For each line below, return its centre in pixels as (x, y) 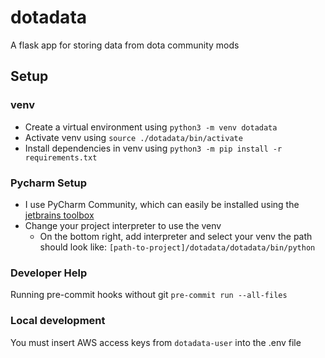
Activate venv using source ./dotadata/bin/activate (133, 137)
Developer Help (49, 273)
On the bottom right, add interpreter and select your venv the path (176, 236)
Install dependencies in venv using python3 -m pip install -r (153, 148)
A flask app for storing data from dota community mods (125, 45)
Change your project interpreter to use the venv (123, 225)
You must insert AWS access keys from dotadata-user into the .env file (156, 342)
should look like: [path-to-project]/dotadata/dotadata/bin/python (177, 247)
